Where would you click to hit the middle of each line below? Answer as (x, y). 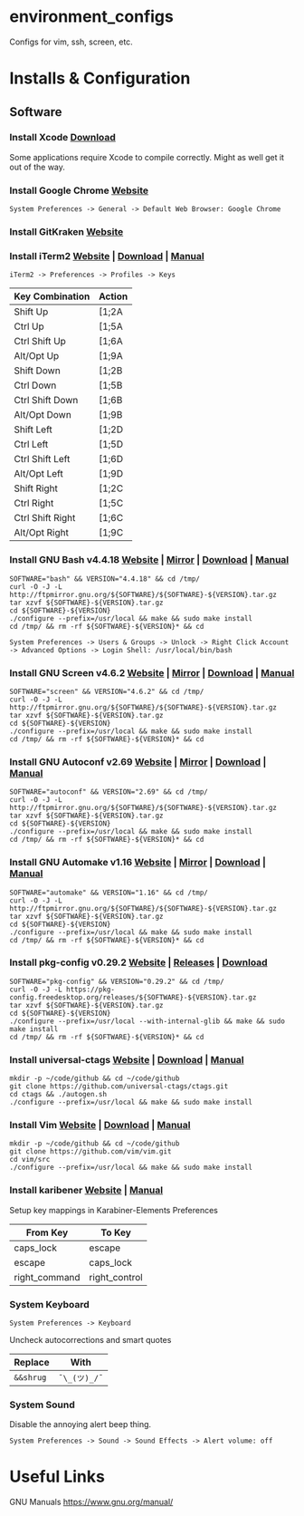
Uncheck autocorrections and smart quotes (90, 1340)
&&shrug (30, 1378)
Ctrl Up (29, 326)
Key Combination (52, 296)
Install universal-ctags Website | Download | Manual (127, 1059)
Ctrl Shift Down (46, 401)
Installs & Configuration (100, 78)
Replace (32, 1362)
